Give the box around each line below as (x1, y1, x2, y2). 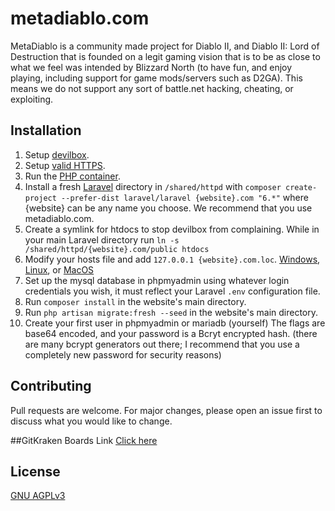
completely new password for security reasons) (24, 348, 222, 361)
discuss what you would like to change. (10, 415, 173, 427)
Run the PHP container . (24, 170, 121, 182)
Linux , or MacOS (24, 263, 95, 276)
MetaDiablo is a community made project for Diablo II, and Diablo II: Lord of (10, 40, 320, 52)
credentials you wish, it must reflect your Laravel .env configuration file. (24, 285, 321, 297)
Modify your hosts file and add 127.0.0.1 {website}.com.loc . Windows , (24, 253, 321, 265)
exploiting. (10, 93, 54, 105)
